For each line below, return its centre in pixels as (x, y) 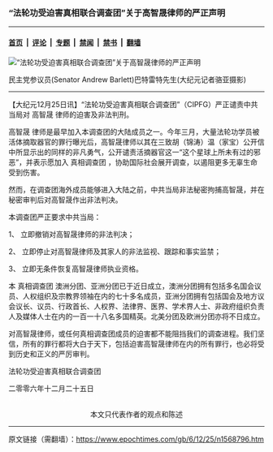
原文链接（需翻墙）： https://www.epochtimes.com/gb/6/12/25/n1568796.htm (136, 439)
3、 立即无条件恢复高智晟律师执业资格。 (76, 269)
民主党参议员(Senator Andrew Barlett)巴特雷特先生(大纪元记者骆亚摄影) (127, 80)
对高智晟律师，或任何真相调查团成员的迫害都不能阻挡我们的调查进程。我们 (133, 334)
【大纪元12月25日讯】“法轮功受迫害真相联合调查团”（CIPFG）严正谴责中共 (133, 104)
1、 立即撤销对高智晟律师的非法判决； (71, 234)
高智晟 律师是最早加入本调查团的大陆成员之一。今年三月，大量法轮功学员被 (134, 131)
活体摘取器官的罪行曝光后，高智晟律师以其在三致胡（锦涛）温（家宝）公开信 (136, 142)
